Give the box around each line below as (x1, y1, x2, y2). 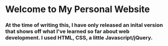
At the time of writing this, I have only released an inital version (5, 22, 163, 29)
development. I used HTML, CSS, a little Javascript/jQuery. (5, 34, 153, 41)
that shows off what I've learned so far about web (5, 28, 130, 35)
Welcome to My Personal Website (5, 4, 150, 15)
